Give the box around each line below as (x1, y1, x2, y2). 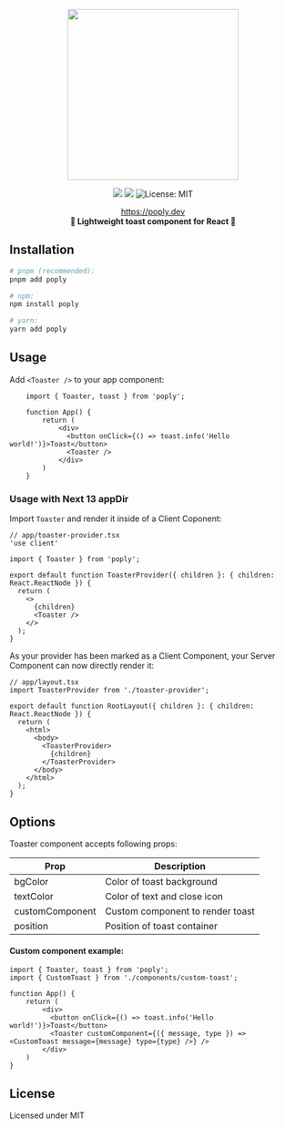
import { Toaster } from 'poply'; (9, 555, 141, 564)
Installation (9, 242, 75, 258)
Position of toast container (104, 919, 219, 932)
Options (9, 814, 56, 829)
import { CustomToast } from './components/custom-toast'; (9, 973, 239, 983)
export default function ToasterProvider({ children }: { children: (9, 570, 275, 580)
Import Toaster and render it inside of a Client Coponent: (9, 513, 222, 524)
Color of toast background (104, 875, 218, 887)
